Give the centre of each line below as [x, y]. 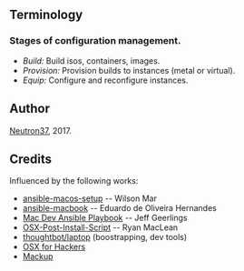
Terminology [46, 15]
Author [29, 109]
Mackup [38, 256]
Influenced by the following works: [74, 181]
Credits [31, 159]
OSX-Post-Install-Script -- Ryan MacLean [100, 227]
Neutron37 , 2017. [41, 130]
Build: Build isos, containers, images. [91, 60]
